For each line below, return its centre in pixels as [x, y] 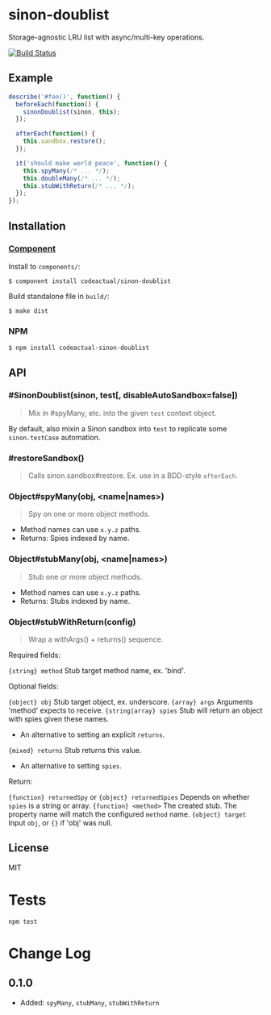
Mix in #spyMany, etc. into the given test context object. [122, 413]
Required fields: [35, 655]
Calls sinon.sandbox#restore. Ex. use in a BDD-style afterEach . [133, 476]
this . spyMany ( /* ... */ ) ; [67, 171]
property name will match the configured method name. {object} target [127, 814]
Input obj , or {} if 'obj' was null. [60, 822]
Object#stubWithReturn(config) [72, 622]
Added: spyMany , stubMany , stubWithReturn [90, 1002]
